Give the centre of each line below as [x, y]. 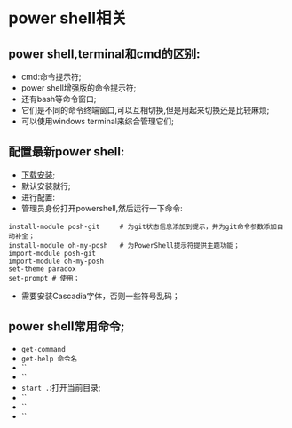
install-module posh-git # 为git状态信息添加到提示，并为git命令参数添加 [142, 226]
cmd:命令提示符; [51, 77]
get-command [43, 349]
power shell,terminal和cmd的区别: [104, 54]
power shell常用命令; [67, 326]
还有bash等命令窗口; [59, 99]
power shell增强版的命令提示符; [79, 88]
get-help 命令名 [49, 359]
